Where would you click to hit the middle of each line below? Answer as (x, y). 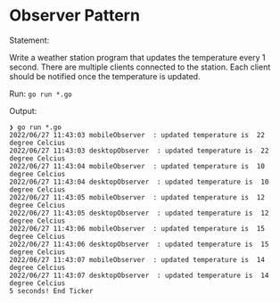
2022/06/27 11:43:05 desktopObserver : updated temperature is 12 (139, 213)
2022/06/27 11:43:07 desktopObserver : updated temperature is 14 (139, 275)
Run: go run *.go (41, 94)
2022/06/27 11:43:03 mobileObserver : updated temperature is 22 (137, 135)
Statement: (29, 40)
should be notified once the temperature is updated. (105, 76)
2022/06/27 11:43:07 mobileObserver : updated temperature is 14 (137, 259)
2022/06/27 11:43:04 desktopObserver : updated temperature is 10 (139, 182)
